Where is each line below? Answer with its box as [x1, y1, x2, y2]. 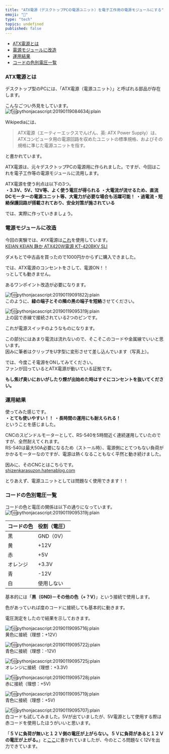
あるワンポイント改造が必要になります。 [5, 281, 89, 287]
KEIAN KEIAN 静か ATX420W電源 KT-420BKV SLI [5, 243, 108, 249]
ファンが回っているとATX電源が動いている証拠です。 [5, 365, 115, 371]
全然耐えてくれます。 [18, 438, 62, 444]
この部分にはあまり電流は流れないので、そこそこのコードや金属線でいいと [5, 336, 159, 342]
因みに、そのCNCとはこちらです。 [5, 462, 76, 468]
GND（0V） [38, 533, 66, 540]
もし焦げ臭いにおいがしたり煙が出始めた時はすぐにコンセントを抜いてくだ [5, 376, 159, 382]
